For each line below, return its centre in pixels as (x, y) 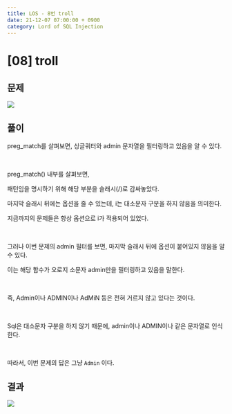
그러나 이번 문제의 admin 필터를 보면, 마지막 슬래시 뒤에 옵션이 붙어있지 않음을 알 (116, 246)
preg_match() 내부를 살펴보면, (48, 174)
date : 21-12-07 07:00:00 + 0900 (54, 20)
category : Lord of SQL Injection (55, 26)
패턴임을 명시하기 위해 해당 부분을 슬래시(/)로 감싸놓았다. (84, 189)
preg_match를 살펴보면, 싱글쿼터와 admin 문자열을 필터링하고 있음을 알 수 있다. (115, 146)
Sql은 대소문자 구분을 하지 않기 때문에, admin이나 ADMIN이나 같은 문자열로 (109, 326)
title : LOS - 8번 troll (41, 13)
